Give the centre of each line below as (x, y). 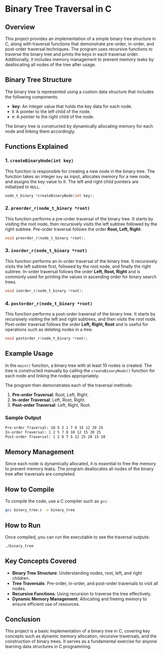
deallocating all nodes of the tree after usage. (51, 65)
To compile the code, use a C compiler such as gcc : (57, 501)
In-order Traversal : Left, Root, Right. (49, 400)
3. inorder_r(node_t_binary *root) (46, 251)
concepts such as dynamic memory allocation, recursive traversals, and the (81, 636)
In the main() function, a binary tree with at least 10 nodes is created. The (79, 365)
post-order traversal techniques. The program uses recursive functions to (79, 49)
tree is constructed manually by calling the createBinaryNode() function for (80, 370)
